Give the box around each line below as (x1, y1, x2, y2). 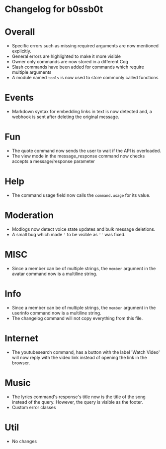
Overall (4, 26, 35, 38)
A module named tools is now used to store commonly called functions (11, 75, 159, 81)
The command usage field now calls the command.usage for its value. (11, 192, 151, 198)
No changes (11, 438, 37, 444)
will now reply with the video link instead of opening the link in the (11, 354, 147, 360)
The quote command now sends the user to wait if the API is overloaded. (11, 148, 162, 153)
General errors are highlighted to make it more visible (11, 53, 121, 59)
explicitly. (11, 48, 32, 54)
